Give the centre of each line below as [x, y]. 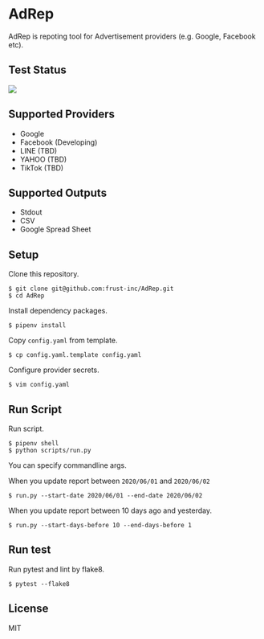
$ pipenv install [37, 326]
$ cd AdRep [26, 296]
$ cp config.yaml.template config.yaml [75, 355]
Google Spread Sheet [55, 229]
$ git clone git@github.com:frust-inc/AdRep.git [91, 289]
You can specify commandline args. [67, 465]
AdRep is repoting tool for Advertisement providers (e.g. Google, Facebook [132, 36]
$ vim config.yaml [39, 385]
